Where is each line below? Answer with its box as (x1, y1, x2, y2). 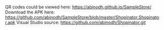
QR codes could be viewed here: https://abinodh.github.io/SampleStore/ (5, 4, 152, 10)
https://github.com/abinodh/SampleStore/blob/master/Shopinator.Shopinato (5, 15, 160, 20)
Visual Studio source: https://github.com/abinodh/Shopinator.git (16, 19, 146, 25)
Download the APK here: (5, 9, 55, 15)
